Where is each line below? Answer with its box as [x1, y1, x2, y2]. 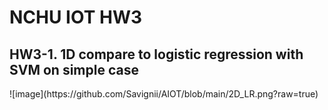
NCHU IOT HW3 [9, 6, 143, 29]
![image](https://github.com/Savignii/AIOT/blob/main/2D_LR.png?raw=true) [9, 88, 319, 100]
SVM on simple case [9, 61, 139, 78]
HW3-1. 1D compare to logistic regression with [9, 46, 304, 63]
